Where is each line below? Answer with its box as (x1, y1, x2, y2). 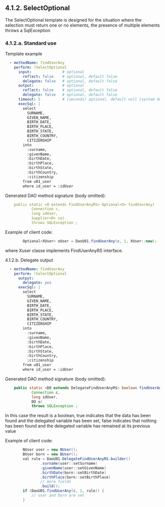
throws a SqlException (5, 27, 51, 33)
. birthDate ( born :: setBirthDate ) (40, 470, 107, 475)
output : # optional (18, 83, 84, 88)
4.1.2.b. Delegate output (5, 257, 53, 263)
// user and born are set (31, 493, 84, 498)
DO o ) (31, 399, 43, 404)
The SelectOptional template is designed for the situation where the (5, 17, 142, 23)
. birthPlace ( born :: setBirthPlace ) (40, 475, 111, 479)
